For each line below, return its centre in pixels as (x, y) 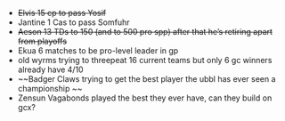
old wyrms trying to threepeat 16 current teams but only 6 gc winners (145, 60)
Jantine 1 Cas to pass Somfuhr (74, 22)
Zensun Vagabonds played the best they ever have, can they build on (145, 98)
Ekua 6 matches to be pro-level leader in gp (98, 51)
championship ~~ (50, 89)
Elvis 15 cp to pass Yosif (62, 13)
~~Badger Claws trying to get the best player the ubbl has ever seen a (147, 79)
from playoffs (42, 41)
